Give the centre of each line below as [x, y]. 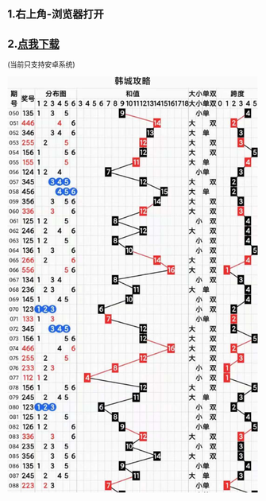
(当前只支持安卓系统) [42, 64]
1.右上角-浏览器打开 [56, 14]
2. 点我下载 [34, 43]
